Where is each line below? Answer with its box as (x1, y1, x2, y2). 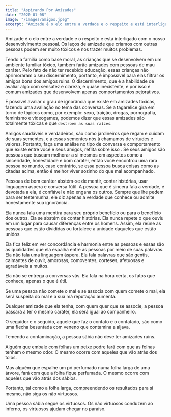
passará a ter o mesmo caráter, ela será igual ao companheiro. (5, 309, 136, 315)
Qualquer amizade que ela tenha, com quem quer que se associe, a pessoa (5, 303, 164, 309)
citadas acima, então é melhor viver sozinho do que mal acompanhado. (5, 168, 155, 174)
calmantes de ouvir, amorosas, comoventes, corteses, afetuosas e (5, 257, 145, 264)
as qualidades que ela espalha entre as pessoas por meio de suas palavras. (5, 247, 164, 253)
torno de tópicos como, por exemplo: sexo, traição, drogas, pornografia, (5, 110, 157, 116)
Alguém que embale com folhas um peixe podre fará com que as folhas (5, 344, 155, 350)
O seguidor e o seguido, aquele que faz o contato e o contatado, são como (5, 319, 163, 325)
